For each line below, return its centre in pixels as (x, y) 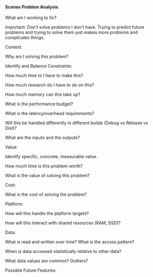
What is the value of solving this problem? (47, 176)
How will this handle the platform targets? (47, 213)
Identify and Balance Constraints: (39, 66)
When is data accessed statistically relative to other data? (63, 252)
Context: (14, 47)
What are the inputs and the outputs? (42, 138)
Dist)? (11, 128)
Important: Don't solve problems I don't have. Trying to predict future (75, 27)
